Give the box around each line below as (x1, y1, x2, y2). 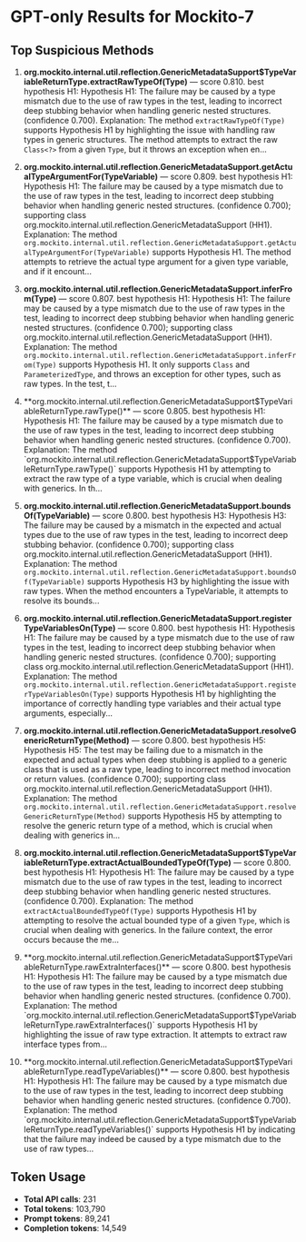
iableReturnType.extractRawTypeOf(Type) (23, 76, 188, 87)
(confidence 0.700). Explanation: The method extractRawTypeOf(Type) (23, 115, 285, 125)
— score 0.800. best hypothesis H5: (131, 735, 266, 746)
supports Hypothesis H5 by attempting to (127, 810, 282, 821)
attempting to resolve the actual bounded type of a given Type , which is (23, 915, 291, 926)
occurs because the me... (23, 934, 120, 945)
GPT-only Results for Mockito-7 (10, 6, 254, 27)
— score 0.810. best (189, 76, 264, 87)
